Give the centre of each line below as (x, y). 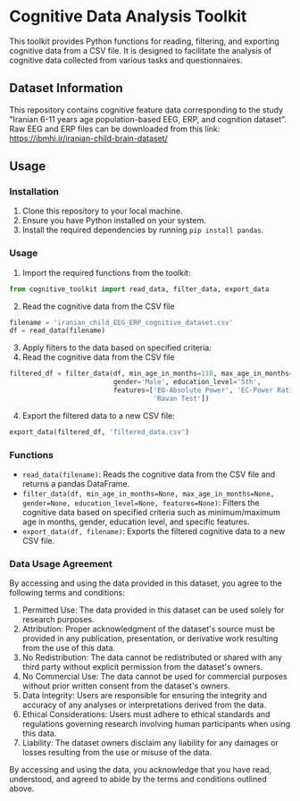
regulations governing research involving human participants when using (156, 724)
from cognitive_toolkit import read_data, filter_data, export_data (139, 289)
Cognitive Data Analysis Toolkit (128, 17)
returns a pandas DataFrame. (76, 484)
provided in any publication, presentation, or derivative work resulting (150, 638)
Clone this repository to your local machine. (102, 211)
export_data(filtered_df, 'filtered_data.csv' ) (100, 432)
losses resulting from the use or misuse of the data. (117, 753)
